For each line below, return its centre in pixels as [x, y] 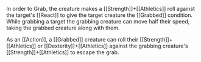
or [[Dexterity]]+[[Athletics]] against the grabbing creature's [113, 46]
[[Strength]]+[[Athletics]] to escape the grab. [63, 52]
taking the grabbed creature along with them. [63, 28]
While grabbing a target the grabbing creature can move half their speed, [98, 21]
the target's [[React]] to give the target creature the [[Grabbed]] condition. [100, 15]
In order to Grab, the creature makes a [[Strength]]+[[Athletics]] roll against [100, 9]
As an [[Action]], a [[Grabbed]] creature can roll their [72, 39]
